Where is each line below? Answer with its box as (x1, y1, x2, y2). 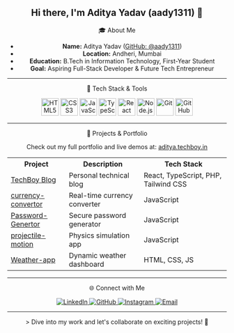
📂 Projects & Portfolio (86, 129, 148, 137)
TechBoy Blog (10, 175, 56, 185)
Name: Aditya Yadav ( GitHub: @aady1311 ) (62, 42, 182, 50)
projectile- (10, 231, 47, 240)
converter (68, 199, 101, 209)
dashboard (68, 259, 104, 269)
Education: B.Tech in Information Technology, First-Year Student (29, 56, 215, 65)
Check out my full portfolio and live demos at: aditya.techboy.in (26, 142, 208, 150)
